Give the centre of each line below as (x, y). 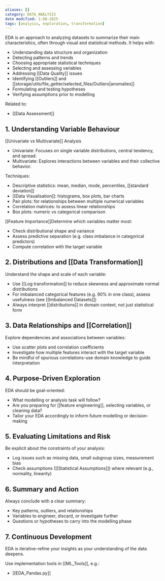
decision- (139, 415)
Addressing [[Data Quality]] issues (47, 73)
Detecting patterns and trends (43, 58)
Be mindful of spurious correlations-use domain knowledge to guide (82, 358)
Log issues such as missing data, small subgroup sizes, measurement (83, 458)
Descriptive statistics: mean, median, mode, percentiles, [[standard (80, 185)
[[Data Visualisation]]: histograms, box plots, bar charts (68, 196)
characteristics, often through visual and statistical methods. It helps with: (80, 43)
